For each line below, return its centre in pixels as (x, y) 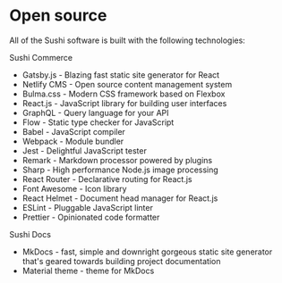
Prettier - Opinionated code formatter (91, 217)
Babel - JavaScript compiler (73, 131)
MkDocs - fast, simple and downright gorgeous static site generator (147, 252)
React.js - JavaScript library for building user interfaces (124, 103)
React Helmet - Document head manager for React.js (120, 198)
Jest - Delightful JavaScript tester (85, 150)
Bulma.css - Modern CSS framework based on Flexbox (124, 94)
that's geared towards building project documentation (121, 261)
